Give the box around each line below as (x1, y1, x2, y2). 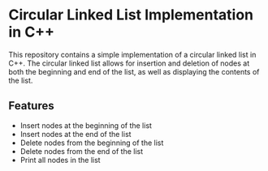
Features (8, 99, 54, 113)
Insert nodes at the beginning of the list (19, 120, 153, 130)
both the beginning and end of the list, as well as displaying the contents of (8, 66, 260, 76)
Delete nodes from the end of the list (19, 146, 144, 156)
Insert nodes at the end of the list (19, 129, 132, 139)
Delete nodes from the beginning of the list (19, 138, 164, 147)
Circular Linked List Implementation (8, 6, 254, 24)
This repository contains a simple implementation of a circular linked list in (8, 49, 257, 59)
